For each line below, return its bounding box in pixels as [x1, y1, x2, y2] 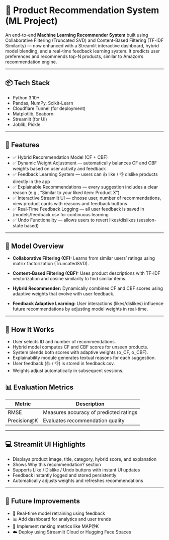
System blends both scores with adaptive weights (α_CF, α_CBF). [12, 349, 148, 355]
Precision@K [8, 417, 38, 424]
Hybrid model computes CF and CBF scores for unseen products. [12, 344, 148, 350]
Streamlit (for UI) [12, 116, 47, 122]
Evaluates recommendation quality [42, 417, 125, 424]
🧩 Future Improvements [5, 497, 80, 506]
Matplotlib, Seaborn [12, 110, 54, 116]
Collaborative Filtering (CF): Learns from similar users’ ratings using [12, 255, 155, 261]
